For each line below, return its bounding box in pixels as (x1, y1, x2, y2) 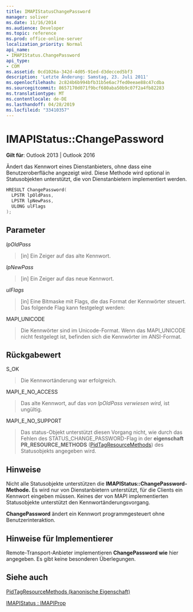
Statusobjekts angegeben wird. (20, 447, 96, 454)
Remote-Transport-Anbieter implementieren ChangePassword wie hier (6, 549, 178, 556)
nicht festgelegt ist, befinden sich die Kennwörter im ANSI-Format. (20, 333, 182, 340)
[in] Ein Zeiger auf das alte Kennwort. (20, 252, 111, 259)
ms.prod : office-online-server (6, 36, 83, 42)
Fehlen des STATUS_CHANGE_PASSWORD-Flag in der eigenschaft (20, 435, 184, 442)
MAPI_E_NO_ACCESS (6, 389, 58, 396)
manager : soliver (6, 14, 49, 20)
